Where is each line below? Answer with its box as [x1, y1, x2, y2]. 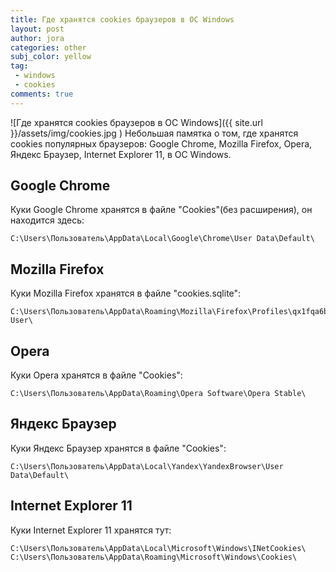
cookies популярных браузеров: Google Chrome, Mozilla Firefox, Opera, [10, 137, 313, 150]
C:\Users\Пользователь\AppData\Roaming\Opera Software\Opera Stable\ [10, 389, 307, 399]
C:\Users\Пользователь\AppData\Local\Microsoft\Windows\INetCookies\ [10, 543, 307, 553]
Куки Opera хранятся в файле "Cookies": [10, 369, 183, 381]
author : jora [10, 33, 65, 43]
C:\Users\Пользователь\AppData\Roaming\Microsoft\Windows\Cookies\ [10, 552, 298, 562]
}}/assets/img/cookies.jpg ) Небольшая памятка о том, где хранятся [10, 127, 299, 139]
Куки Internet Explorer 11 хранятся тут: [10, 524, 172, 536]
